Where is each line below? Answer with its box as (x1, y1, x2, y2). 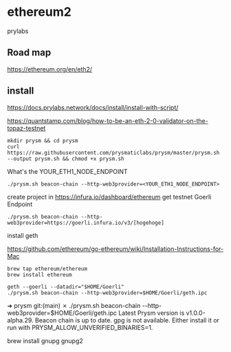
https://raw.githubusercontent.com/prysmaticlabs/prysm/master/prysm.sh (7, 149, 220, 156)
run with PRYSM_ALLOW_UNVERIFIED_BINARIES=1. (7, 323, 153, 331)
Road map (7, 47, 52, 58)
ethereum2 (7, 4, 72, 20)
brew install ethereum (7, 271, 72, 278)
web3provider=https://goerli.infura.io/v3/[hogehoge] (7, 219, 165, 226)
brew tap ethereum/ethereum (7, 265, 88, 272)
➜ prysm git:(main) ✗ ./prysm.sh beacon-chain (7, 301, 141, 309)
